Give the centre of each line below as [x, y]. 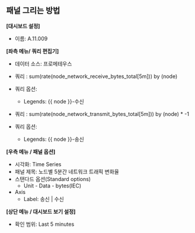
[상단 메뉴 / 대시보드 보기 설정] [41, 211]
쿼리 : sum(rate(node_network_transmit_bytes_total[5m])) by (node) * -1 [102, 114]
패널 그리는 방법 [33, 11]
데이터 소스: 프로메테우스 [43, 63]
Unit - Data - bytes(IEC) [52, 186]
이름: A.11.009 [31, 38]
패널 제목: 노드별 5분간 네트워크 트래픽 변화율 [67, 171]
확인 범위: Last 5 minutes [44, 224]
